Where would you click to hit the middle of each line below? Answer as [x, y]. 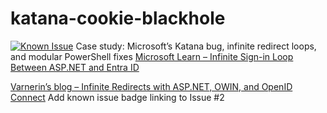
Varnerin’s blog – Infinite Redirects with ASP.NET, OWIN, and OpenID [151, 86]
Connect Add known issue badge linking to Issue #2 [117, 97]
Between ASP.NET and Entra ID [75, 67]
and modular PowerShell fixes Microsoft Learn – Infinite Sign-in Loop [152, 56]
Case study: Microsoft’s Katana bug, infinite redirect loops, [196, 46]
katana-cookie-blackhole [118, 18]
